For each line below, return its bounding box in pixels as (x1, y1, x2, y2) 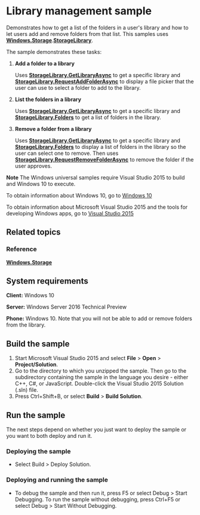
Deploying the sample (6, 447, 71, 455)
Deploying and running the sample (6, 476, 109, 484)
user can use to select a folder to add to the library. (14, 84, 141, 91)
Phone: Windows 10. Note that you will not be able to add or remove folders (6, 315, 192, 322)
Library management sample (6, 4, 152, 18)
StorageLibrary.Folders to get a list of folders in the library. (14, 114, 161, 121)
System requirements (6, 276, 88, 287)
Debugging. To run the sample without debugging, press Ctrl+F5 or (14, 495, 181, 503)
